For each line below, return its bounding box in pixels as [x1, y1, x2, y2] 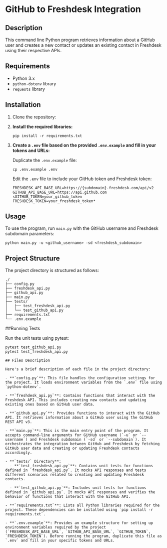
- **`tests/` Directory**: [5, 459, 61, 464]
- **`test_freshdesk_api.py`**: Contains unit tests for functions [9, 463, 153, 469]
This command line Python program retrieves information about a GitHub [5, 37, 155, 43]
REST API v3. [5, 420, 32, 425]
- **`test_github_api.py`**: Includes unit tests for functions [9, 485, 146, 490]
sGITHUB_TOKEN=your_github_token [12, 194, 82, 199]
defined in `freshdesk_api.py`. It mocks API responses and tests [5, 468, 146, 473]
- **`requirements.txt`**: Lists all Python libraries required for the [5, 503, 160, 508]
